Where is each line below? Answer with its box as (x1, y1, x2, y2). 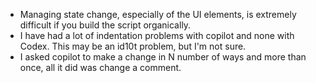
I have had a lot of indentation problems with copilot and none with (19, 30, 295, 41)
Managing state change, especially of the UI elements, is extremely (19, 9, 297, 20)
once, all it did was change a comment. (19, 62, 182, 73)
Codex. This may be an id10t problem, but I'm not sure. (19, 40, 247, 52)
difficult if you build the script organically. (19, 19, 192, 31)
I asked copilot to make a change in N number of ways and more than (19, 51, 307, 63)
